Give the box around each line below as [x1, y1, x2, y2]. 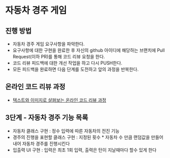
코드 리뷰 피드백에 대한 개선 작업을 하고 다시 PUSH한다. [12, 60, 123, 66]
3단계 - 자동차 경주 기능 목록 [5, 113, 88, 122]
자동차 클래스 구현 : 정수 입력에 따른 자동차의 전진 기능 [12, 128, 120, 134]
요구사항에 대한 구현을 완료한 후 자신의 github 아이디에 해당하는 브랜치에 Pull [12, 47, 165, 53]
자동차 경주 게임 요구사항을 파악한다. [12, 41, 85, 47]
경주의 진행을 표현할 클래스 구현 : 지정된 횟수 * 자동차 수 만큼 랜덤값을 [12, 134, 150, 140]
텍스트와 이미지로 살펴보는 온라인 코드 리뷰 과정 [12, 97, 107, 103]
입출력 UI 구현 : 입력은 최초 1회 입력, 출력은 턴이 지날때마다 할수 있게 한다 [12, 147, 157, 153]
